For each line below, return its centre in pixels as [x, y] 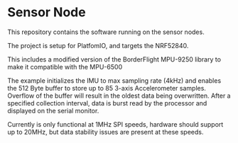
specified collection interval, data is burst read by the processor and [107, 103]
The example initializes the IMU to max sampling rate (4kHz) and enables [114, 80]
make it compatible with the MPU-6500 [65, 67]
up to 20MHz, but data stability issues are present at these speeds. [106, 132]
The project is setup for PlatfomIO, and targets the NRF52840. [98, 45]
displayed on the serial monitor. [53, 110]
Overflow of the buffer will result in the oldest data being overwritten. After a [119, 96]
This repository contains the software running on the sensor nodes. [106, 32]
